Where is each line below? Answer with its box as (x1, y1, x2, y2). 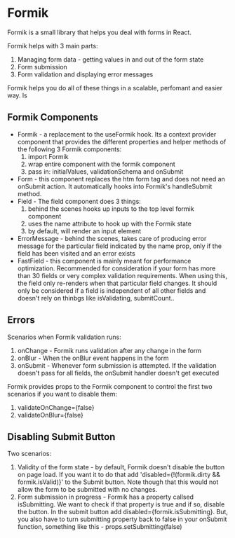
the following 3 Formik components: (17, 145, 122, 153)
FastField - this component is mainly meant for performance (17, 256, 192, 265)
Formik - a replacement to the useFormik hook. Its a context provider (17, 130, 217, 138)
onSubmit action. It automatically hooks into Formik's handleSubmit (17, 182, 213, 191)
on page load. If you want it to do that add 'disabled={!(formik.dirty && (17, 471, 221, 479)
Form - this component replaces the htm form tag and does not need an (17, 174, 226, 183)
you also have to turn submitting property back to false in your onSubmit (17, 515, 227, 523)
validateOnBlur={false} (17, 411, 84, 419)
